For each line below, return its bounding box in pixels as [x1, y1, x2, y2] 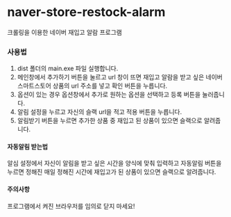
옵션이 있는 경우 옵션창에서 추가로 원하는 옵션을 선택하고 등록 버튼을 [17, 90, 201, 99]
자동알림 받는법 [7, 142, 49, 150]
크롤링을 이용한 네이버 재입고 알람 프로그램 [7, 28, 123, 36]
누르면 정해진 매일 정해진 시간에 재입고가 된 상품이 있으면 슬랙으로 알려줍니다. [7, 168, 216, 176]
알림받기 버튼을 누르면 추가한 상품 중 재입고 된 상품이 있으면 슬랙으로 [17, 116, 203, 125]
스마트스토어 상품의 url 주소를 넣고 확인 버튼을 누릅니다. [17, 81, 168, 90]
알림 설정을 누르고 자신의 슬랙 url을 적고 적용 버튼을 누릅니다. [17, 108, 182, 116]
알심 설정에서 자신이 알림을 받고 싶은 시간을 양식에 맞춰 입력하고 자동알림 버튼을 [7, 159, 222, 168]
